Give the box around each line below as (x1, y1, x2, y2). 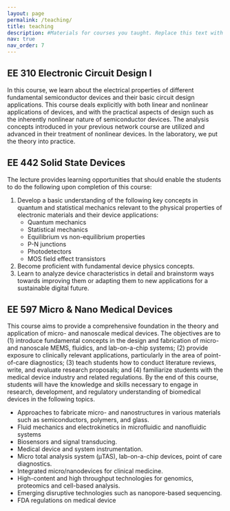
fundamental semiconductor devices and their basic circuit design (7, 93, 195, 101)
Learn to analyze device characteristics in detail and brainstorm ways (17, 269, 215, 278)
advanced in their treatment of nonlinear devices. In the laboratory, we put (7, 129, 218, 138)
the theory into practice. (7, 137, 76, 145)
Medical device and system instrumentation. (17, 445, 143, 453)
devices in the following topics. (7, 395, 95, 404)
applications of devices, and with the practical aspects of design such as (7, 107, 214, 116)
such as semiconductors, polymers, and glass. (17, 416, 149, 424)
